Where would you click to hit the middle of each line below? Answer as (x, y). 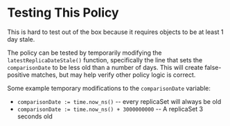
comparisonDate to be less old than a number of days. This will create (105, 67)
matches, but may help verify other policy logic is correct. (113, 75)
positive (18, 75)
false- (213, 67)
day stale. (21, 39)
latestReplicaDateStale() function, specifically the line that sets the (105, 60)
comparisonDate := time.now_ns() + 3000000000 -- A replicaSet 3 (110, 109)
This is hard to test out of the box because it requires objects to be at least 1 (115, 32)
